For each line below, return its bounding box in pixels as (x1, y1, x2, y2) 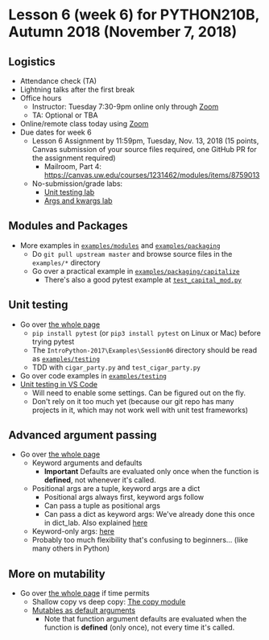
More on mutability (8, 567, 106, 580)
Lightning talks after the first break (19, 85, 135, 94)
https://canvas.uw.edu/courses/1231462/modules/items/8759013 (43, 171, 260, 180)
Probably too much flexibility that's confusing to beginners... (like (31, 535, 248, 545)
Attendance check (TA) (19, 76, 97, 85)
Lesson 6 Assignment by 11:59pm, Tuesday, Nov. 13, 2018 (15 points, (31, 136, 259, 146)
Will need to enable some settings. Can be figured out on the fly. (31, 388, 246, 398)
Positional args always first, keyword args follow (43, 493, 205, 502)
